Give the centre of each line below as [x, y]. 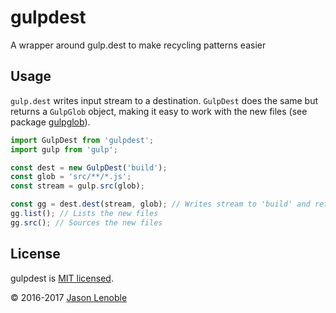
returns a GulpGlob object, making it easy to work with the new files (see [159, 111]
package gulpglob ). [50, 122]
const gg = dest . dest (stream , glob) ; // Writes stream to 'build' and [160, 204]
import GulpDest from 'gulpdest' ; [82, 140]
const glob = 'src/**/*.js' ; [71, 177]
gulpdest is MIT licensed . [62, 278]
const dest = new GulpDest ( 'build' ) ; [89, 167]
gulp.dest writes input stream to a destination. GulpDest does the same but [164, 100]
